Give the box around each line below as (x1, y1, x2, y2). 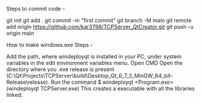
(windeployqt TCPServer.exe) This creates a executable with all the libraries (6, 85, 195, 92)
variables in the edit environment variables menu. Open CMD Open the (6, 60, 183, 66)
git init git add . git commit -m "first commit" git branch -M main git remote (6, 17, 192, 23)
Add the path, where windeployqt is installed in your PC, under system (6, 53, 182, 60)
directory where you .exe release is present (6, 66, 114, 73)
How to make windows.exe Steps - (6, 42, 93, 48)
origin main (6, 30, 35, 37)
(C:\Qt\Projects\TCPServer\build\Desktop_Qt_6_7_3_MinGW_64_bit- (6, 72, 174, 79)
